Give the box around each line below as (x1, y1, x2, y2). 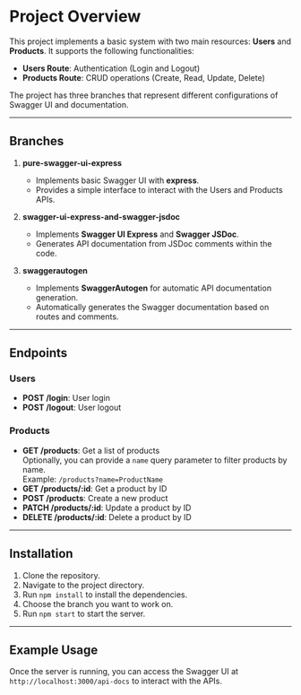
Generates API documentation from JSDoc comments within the (35, 238, 272, 248)
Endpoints (9, 345, 68, 361)
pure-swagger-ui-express (21, 157, 123, 168)
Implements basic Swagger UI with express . (35, 175, 200, 186)
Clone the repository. (21, 569, 100, 580)
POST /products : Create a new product (21, 492, 168, 503)
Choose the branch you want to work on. (21, 598, 174, 609)
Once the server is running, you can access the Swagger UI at (9, 666, 239, 677)
